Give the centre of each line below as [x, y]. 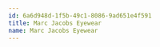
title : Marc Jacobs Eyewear [55, 23]
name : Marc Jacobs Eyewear [53, 30]
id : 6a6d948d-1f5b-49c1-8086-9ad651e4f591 [80, 16]
